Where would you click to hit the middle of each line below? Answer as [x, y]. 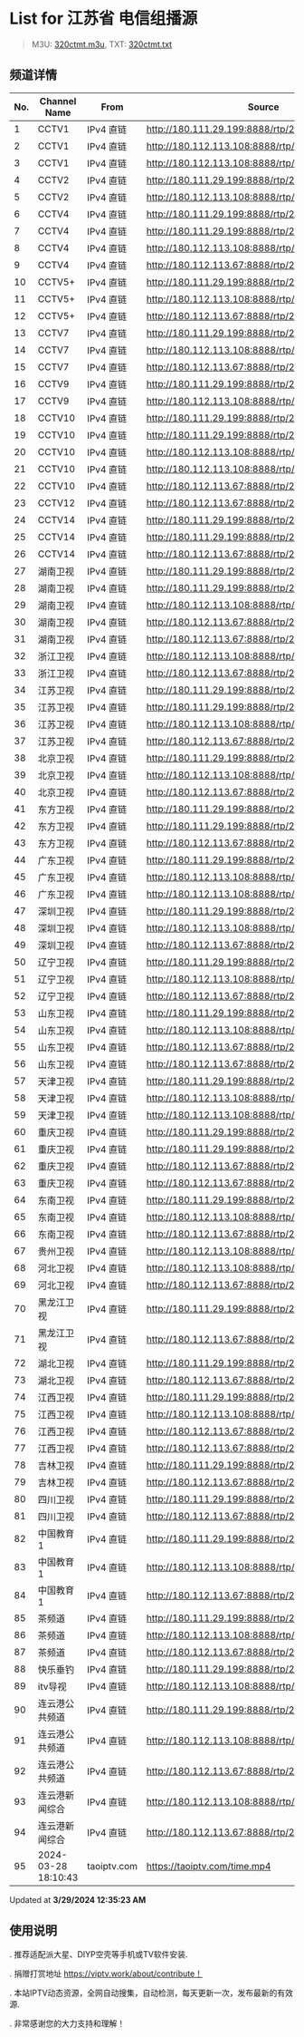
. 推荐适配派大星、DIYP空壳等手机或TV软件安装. [99, 1954]
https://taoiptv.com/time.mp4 [209, 1866]
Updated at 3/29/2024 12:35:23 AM [78, 1899]
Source [263, 107]
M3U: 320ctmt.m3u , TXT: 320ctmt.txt [102, 44]
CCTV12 [56, 502]
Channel [58, 101]
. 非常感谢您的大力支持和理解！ [67, 2023]
